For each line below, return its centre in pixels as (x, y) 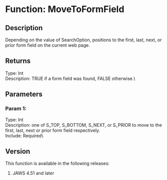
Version (18, 151)
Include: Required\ (24, 136)
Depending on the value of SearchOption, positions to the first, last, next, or (83, 40)
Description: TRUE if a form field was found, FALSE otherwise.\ (70, 78)
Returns (18, 61)
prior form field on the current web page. (48, 45)
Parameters (24, 94)
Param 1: (16, 109)
